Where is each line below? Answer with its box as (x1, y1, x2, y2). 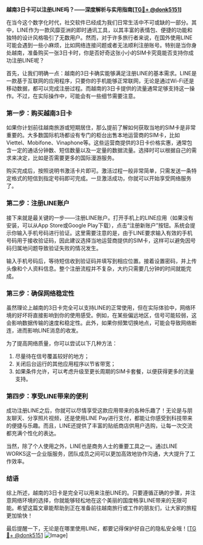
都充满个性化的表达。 (6, 430, 59, 437)
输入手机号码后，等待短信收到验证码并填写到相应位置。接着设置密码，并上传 (6, 257, 197, 265)
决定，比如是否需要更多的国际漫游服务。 (16, 154, 118, 161)
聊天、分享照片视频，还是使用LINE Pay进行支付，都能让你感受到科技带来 (11, 415, 193, 422)
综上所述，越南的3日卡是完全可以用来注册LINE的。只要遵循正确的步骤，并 (6, 489, 191, 496)
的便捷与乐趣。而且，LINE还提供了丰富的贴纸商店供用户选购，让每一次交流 (6, 422, 193, 430)
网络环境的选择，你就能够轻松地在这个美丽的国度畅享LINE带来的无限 (11, 497, 182, 504)
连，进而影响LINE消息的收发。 (6, 327, 82, 334)
